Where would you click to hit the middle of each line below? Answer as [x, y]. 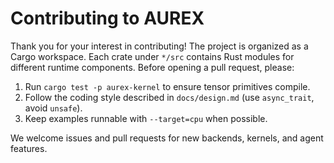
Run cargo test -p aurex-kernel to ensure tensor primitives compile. [167, 86]
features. [29, 148]
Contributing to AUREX [107, 18]
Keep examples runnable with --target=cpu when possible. [146, 118]
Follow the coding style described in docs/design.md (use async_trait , [169, 97]
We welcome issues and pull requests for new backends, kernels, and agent [167, 138]
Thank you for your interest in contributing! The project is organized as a [159, 46]
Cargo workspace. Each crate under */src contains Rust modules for [152, 56]
